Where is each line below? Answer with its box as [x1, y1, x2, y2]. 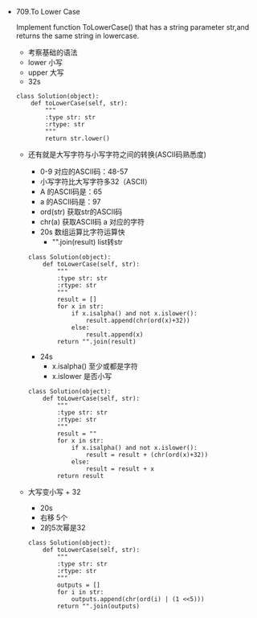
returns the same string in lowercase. [15, 31, 140, 40]
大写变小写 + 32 [27, 487, 81, 496]
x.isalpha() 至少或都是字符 [51, 361, 138, 371]
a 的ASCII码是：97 [39, 197, 101, 206]
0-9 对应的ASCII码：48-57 [39, 167, 128, 176]
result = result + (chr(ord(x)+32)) [85, 451, 209, 459]
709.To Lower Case [15, 7, 80, 16]
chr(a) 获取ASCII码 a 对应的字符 [39, 217, 145, 226]
